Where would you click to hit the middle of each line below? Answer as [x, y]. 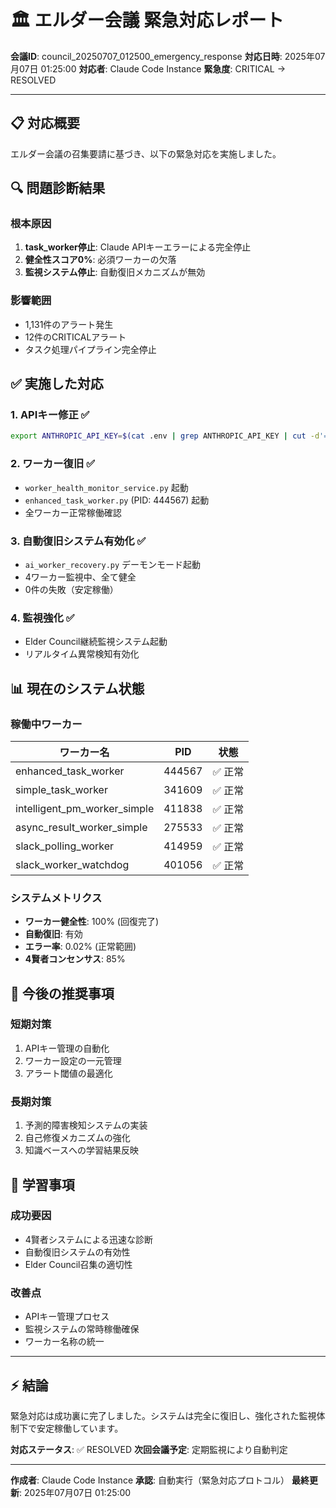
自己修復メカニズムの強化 [77, 1138]
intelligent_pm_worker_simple [85, 808]
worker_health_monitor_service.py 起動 [106, 487]
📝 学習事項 [42, 1184]
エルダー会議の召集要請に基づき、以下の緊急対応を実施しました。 [146, 153]
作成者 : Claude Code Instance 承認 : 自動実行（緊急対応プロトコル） [150, 1480]
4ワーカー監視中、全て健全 [80, 577]
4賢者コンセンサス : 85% [75, 959]
